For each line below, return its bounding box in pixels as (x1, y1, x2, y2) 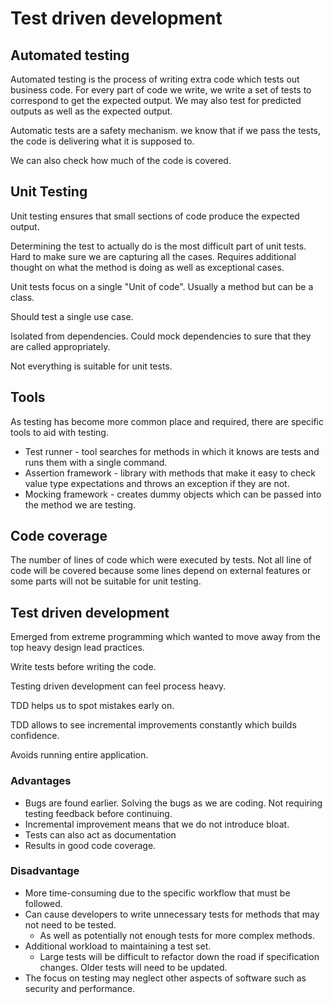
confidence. (10, 730, 60, 742)
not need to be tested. (24, 918, 117, 931)
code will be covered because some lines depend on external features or (10, 565, 312, 577)
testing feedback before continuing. (24, 807, 173, 819)
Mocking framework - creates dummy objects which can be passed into (24, 488, 322, 500)
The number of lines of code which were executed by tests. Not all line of (10, 554, 313, 566)
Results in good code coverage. (24, 839, 157, 851)
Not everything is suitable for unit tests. (10, 360, 173, 372)
